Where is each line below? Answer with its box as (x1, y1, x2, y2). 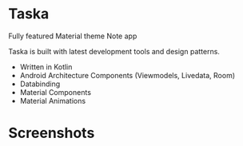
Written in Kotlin (19, 61, 73, 72)
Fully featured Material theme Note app (8, 31, 137, 41)
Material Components (19, 87, 92, 97)
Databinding (19, 79, 61, 89)
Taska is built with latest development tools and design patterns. (8, 46, 220, 56)
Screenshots (8, 124, 95, 142)
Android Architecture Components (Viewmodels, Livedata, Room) (19, 70, 236, 80)
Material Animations (19, 96, 86, 105)
